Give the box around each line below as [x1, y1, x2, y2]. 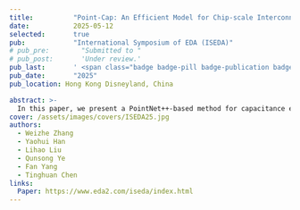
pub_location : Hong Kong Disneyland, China [9, 80, 174, 88]
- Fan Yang [17, 162, 58, 171]
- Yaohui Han [17, 138, 66, 147]
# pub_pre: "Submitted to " [9, 46, 142, 55]
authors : [9, 121, 42, 130]
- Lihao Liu [17, 146, 62, 155]
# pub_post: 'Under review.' [9, 55, 142, 63]
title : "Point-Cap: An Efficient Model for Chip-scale [9, 13, 254, 22]
